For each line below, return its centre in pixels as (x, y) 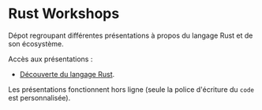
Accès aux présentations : (51, 59)
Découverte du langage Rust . (67, 74)
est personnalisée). (39, 97)
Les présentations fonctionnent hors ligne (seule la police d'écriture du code (131, 89)
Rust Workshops (64, 14)
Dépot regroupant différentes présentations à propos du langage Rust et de (131, 35)
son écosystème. (36, 43)
